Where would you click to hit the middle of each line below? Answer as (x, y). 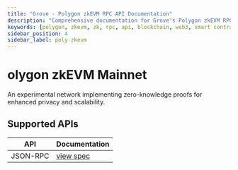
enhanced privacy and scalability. (56, 102)
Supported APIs (43, 124)
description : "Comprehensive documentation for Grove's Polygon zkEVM (114, 20)
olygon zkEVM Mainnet (77, 75)
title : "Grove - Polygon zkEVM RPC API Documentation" (90, 14)
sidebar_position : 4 (38, 34)
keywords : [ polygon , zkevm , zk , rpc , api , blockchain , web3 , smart (109, 27)
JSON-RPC (30, 156)
